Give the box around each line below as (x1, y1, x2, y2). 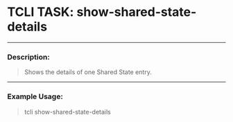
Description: (7, 52, 50, 62)
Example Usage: (7, 91, 64, 101)
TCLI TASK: (7, 4, 74, 20)
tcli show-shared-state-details (24, 107, 111, 116)
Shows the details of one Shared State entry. (24, 68, 153, 76)
